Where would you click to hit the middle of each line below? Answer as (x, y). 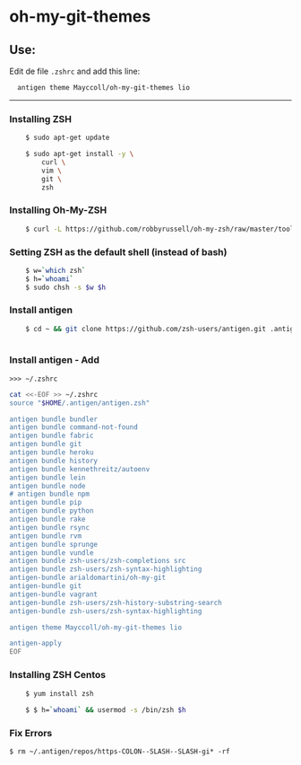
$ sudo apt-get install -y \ (80, 154)
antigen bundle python (52, 511)
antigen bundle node (48, 486)
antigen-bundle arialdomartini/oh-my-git (88, 578)
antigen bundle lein (48, 478)
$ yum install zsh (60, 693)
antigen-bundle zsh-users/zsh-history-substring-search (116, 602)
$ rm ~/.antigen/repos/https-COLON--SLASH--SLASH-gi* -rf (120, 752)
